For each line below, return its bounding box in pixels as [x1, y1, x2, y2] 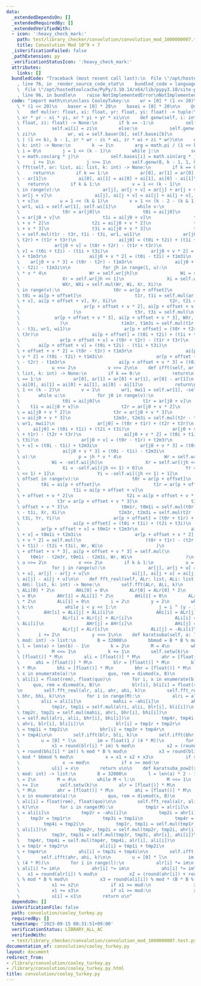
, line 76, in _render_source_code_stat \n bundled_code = [17, 81, 172, 87]
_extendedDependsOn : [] [11, 14, 71, 20]
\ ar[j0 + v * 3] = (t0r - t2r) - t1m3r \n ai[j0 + [17, 259, 194, 265]
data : [6, 8, 20, 15]
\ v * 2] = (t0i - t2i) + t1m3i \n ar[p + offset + [17, 354, 197, 360]
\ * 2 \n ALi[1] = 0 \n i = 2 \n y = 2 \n [17, 598, 170, 604]
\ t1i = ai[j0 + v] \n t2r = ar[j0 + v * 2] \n [17, 404, 181, 410]
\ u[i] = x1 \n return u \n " [17, 893, 133, 899]
